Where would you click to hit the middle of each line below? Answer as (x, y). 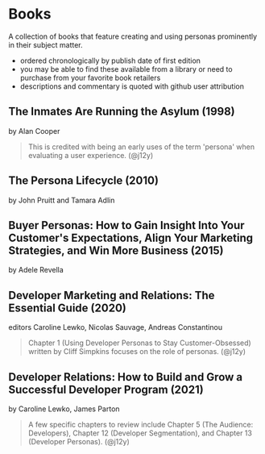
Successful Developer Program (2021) (106, 389)
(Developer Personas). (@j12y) (79, 442)
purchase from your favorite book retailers (90, 77)
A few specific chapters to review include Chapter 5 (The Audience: (141, 425)
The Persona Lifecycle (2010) (84, 181)
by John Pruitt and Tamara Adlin (62, 200)
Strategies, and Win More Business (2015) (116, 250)
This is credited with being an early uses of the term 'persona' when (141, 147)
